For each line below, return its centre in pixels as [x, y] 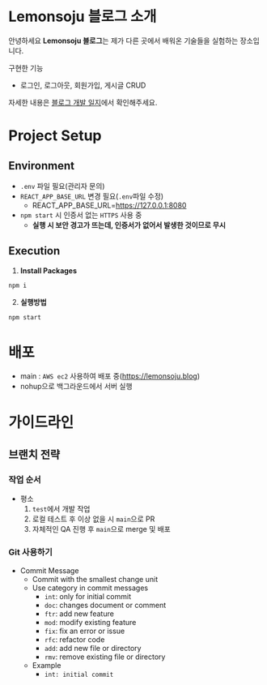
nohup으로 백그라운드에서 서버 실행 [76, 387]
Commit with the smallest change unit [95, 579]
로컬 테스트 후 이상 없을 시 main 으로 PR [93, 519]
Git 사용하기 [30, 552]
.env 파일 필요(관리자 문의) [62, 186]
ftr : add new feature [79, 614]
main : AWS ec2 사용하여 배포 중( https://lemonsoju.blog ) [110, 376]
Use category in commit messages [90, 588]
